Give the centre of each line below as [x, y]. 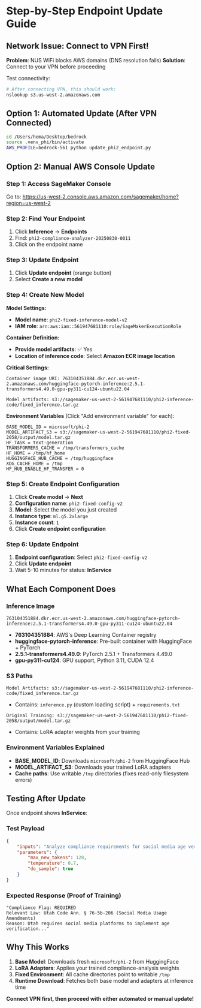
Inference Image [31, 606]
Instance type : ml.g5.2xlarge [51, 516]
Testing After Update [46, 799]
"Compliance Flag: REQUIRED [41, 908]
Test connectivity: [28, 78]
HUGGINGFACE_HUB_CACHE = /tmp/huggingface [60, 458]
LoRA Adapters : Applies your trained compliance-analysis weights [97, 968]
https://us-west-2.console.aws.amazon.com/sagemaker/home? [101, 197]
